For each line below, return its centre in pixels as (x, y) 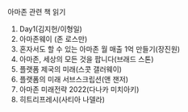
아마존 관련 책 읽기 (37, 12)
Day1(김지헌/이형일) (50, 29)
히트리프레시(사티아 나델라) (62, 100)
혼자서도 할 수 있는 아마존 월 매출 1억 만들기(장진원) (100, 49)
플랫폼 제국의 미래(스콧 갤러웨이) (71, 69)
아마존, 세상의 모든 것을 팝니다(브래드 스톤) (86, 59)
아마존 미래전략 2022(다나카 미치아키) (79, 89)
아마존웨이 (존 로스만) (53, 39)
